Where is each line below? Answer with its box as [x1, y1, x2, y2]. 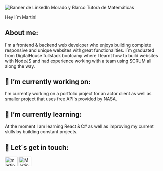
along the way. [5, 63, 35, 69]
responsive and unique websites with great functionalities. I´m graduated [5, 47, 155, 53]
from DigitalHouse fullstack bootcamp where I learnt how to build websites [5, 52, 158, 58]
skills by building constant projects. [5, 129, 78, 135]
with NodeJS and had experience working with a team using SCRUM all [5, 58, 152, 64]
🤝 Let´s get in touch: [5, 143, 69, 152]
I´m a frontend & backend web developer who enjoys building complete [5, 42, 152, 48]
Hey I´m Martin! [5, 14, 37, 20]
